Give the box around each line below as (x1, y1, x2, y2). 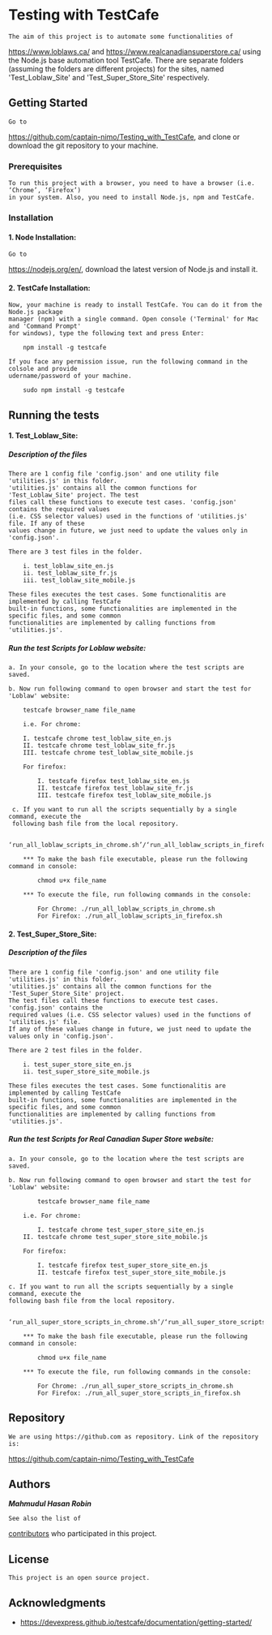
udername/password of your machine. (8, 372, 132, 381)
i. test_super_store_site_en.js (23, 1061, 132, 1069)
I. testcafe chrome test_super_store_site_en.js (37, 1225, 205, 1234)
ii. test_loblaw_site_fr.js (23, 570, 117, 578)
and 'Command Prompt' (8, 322, 82, 330)
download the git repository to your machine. (8, 140, 159, 150)
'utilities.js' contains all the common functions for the (8, 982, 212, 991)
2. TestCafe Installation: (8, 282, 91, 293)
